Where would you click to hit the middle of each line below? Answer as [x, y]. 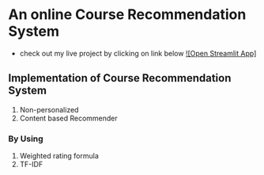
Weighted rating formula [59, 156]
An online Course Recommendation [127, 15]
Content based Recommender [69, 118]
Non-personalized [49, 109]
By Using [26, 139]
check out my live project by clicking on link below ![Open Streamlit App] [138, 53]
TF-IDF [31, 165]
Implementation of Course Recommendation [120, 78]
